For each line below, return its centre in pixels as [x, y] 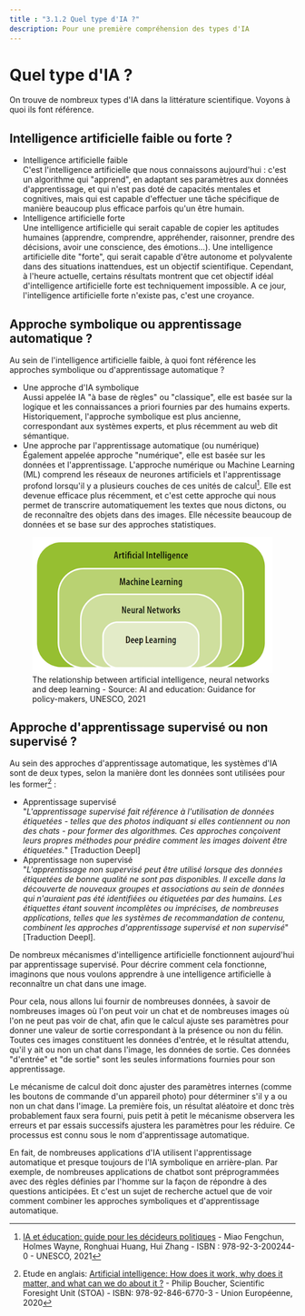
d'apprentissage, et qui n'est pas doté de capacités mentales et [142, 189]
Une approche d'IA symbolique [80, 387]
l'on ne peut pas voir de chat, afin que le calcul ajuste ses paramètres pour [149, 1021]
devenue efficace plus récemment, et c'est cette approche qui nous [149, 495]
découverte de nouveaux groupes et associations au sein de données [153, 889]
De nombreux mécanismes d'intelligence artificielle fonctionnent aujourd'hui [152, 955]
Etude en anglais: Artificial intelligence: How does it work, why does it [152, 1274]
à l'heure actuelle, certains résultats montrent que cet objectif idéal [148, 276]
